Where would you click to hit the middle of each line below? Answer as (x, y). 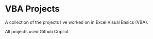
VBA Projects (32, 9)
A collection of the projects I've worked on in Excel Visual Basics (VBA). (77, 22)
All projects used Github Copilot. (37, 31)
